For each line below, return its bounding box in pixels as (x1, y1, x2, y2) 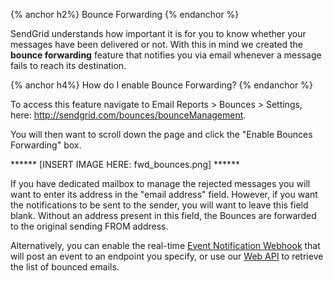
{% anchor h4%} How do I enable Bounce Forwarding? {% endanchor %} (10, 79, 313, 91)
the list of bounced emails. (10, 261, 120, 273)
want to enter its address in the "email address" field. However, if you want (10, 189, 318, 200)
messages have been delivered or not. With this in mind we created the (10, 39, 303, 50)
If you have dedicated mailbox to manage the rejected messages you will (10, 178, 311, 189)
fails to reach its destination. (10, 60, 127, 71)
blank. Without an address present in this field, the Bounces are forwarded (10, 210, 317, 221)
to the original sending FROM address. (10, 220, 169, 232)
